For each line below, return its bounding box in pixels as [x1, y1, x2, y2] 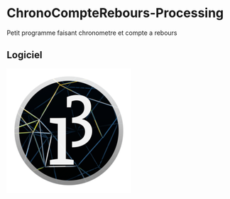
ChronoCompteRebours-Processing [6, 5, 224, 21]
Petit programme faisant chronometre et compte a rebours [6, 28, 177, 37]
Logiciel [6, 49, 43, 61]
